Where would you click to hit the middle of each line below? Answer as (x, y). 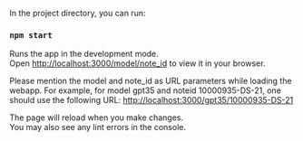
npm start (31, 35)
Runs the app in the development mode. (84, 54)
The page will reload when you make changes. (97, 117)
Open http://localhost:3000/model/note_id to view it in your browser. (137, 63)
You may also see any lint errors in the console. (98, 127)
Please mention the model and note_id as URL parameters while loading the (151, 81)
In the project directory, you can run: (78, 13)
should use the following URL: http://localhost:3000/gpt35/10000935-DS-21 (151, 100)
